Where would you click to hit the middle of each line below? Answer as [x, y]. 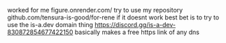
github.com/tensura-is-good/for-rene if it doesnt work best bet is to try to [113, 17]
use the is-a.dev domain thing [50, 25]
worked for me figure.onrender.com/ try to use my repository [95, 10]
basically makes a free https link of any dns [137, 32]
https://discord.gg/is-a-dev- [135, 25]
